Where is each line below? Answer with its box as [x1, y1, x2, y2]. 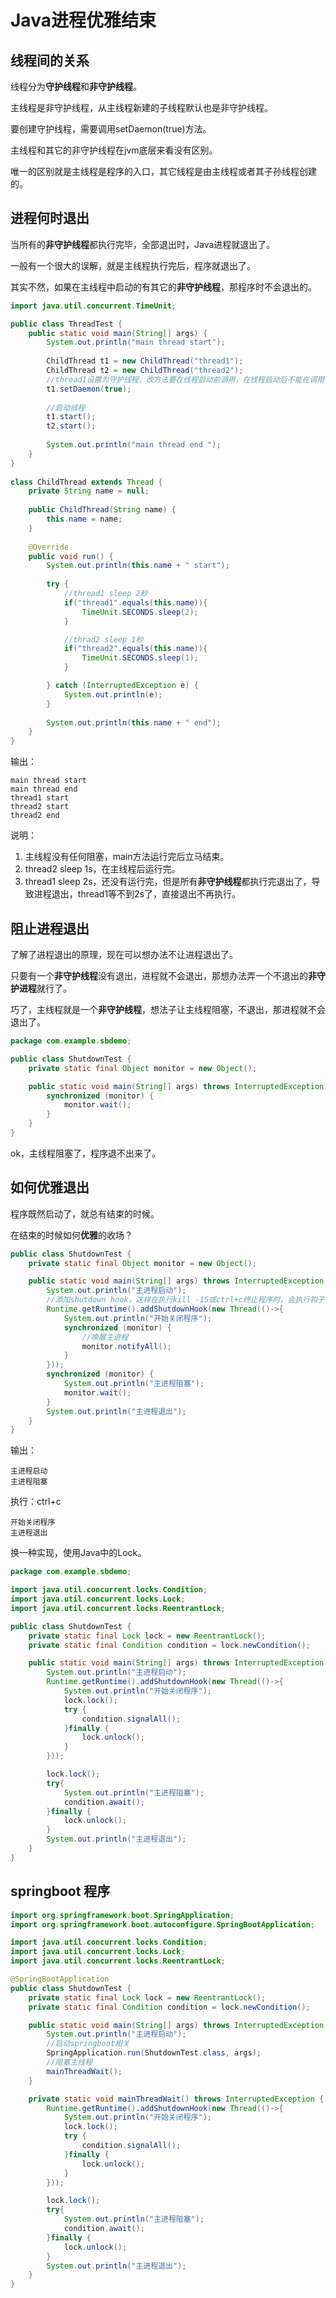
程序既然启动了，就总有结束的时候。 [10, 1207, 160, 1220]
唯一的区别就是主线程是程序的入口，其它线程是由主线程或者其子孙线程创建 [10, 166, 317, 177]
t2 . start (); [46, 421, 97, 431]
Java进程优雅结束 [10, 9, 157, 32]
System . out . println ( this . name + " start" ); [46, 561, 230, 571]
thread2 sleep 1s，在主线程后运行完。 [24, 863, 181, 875]
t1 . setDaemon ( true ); [46, 384, 132, 394]
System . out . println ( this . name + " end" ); [46, 717, 222, 728]
